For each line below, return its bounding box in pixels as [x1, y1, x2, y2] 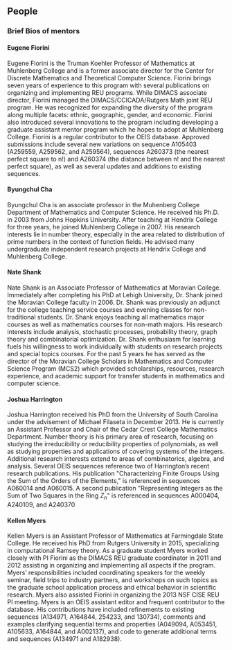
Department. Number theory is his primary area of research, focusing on [7, 432, 214, 441]
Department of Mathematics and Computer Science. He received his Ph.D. [7, 208, 220, 216]
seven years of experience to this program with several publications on [7, 81, 210, 89]
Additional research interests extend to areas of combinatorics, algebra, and [7, 455, 224, 463]
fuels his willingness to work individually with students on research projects [7, 342, 223, 351]
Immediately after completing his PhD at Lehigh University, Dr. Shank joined [7, 290, 223, 299]
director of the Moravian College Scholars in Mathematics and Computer [7, 357, 215, 365]
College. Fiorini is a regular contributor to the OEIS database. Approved [7, 132, 210, 141]
